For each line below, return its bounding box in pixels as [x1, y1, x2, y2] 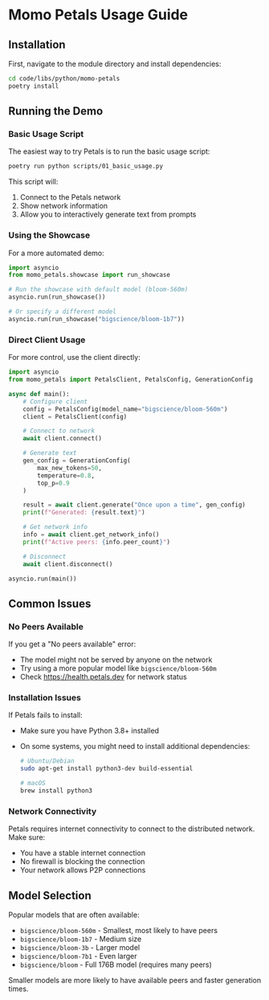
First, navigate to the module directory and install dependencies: [8, 59, 222, 68]
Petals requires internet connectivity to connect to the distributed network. [8, 824, 255, 834]
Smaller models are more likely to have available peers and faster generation [8, 976, 262, 985]
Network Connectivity [8, 805, 97, 816]
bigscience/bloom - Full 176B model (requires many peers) [19, 960, 213, 969]
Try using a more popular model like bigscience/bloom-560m [19, 663, 217, 673]
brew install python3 [19, 787, 92, 795]
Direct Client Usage [8, 334, 86, 345]
